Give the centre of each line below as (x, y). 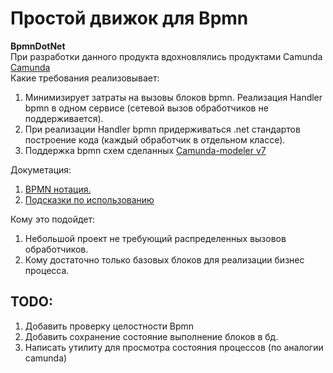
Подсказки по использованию (89, 199)
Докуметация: (41, 169)
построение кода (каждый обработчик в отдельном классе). (155, 139)
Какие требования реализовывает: (85, 78)
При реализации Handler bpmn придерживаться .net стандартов (162, 129)
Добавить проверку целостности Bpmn (109, 326)
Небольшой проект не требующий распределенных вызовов (155, 238)
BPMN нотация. (58, 189)
